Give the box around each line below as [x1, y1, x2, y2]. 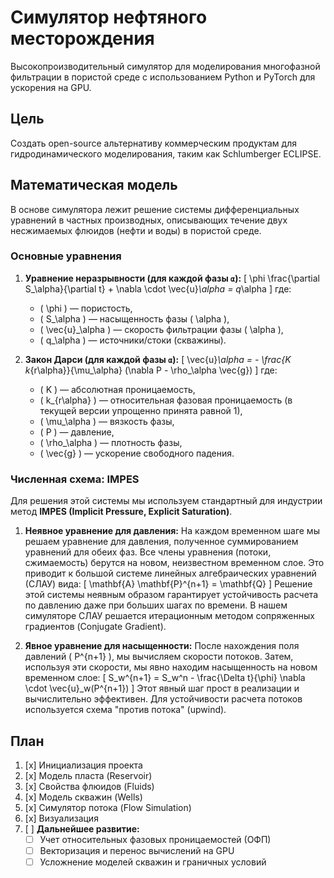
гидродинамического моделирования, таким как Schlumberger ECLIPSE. [10, 147, 322, 160]
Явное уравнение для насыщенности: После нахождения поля [24, 640, 300, 652]
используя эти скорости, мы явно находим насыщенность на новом [24, 661, 318, 673]
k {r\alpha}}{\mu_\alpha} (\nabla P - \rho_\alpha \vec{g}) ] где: [24, 364, 278, 376]
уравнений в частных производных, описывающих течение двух [10, 214, 288, 226]
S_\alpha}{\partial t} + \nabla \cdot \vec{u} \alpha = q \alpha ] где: [24, 282, 292, 295]
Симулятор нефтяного [10, 6, 208, 29]
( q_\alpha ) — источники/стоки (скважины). [39, 334, 227, 346]
